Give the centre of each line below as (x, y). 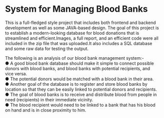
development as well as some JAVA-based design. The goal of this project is (82, 27)
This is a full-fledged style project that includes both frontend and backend (81, 23)
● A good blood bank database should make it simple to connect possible (80, 63)
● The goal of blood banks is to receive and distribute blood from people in (81, 94)
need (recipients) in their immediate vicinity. (49, 99)
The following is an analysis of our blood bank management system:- (74, 58)
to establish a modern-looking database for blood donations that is (72, 33)
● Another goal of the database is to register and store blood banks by (76, 84)
